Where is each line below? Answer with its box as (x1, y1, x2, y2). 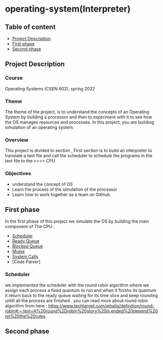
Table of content (5, 23, 56, 31)
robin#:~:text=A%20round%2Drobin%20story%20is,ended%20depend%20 (5, 308, 158, 314)
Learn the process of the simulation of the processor (12, 186, 118, 192)
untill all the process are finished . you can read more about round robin (5, 298, 148, 304)
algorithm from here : (5, 303, 48, 308)
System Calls (12, 254, 39, 260)
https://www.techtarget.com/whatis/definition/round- (48, 303, 155, 308)
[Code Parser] (12, 259, 41, 265)
